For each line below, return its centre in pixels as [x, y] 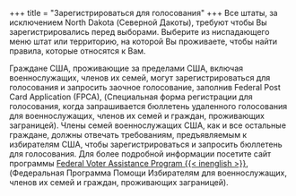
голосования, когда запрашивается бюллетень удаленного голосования [148, 106]
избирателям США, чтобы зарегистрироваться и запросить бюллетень [146, 144]
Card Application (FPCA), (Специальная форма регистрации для [131, 97]
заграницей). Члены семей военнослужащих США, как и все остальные [148, 125]
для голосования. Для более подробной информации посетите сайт [140, 154]
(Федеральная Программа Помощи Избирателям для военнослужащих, [148, 173]
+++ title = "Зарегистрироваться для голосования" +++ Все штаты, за [144, 13]
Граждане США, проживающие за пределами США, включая [126, 68]
